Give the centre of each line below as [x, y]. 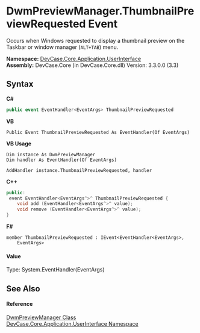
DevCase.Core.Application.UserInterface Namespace [72, 323]
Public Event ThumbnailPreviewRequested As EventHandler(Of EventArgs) [98, 132]
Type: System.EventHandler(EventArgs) [55, 270]
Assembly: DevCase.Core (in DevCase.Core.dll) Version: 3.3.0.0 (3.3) [92, 65]
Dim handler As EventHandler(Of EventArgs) [62, 160]
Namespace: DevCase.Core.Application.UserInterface [74, 59]
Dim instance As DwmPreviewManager [51, 154]
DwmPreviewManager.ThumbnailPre [100, 11]
